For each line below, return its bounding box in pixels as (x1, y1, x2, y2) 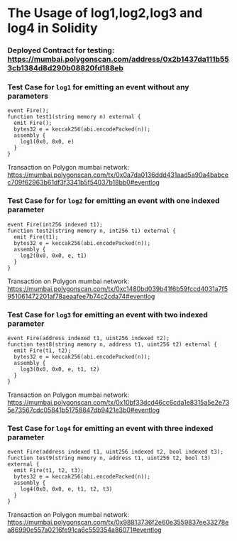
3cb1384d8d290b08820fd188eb (7, 63, 124, 73)
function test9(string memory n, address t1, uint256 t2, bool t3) (7, 454, 211, 462)
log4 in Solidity (7, 20, 98, 36)
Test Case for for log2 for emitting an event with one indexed (7, 196, 220, 206)
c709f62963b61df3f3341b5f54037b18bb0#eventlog (7, 178, 160, 187)
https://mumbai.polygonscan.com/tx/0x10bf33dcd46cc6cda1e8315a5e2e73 (7, 398, 230, 406)
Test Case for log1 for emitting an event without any (7, 82, 189, 92)
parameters (7, 91, 48, 101)
